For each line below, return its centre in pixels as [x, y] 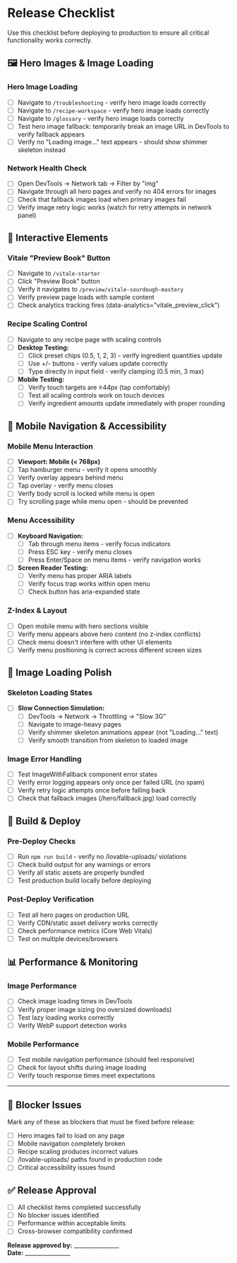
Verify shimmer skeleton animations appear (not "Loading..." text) [123, 732]
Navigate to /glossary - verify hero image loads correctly [101, 118]
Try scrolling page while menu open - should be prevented [103, 502]
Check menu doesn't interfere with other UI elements [95, 642]
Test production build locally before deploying [84, 881]
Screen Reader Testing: [53, 567]
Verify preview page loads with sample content [86, 297]
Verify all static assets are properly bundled [81, 872]
